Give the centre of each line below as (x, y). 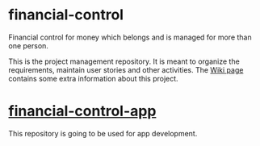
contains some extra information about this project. (94, 78)
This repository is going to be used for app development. (103, 133)
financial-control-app (82, 111)
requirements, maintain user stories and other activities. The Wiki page (126, 69)
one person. (28, 45)
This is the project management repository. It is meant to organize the (124, 61)
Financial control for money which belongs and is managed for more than (130, 37)
